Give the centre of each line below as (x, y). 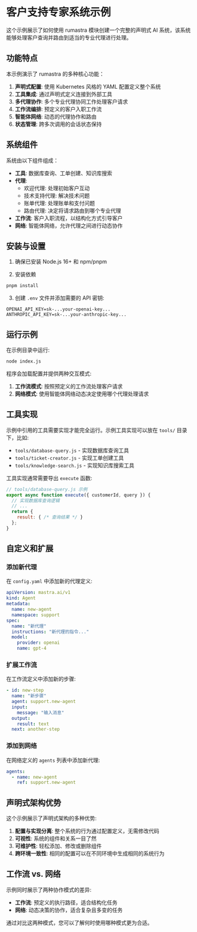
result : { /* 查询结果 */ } (50, 517)
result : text (33, 724)
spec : (13, 620)
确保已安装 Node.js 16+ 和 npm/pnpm (61, 262)
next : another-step (36, 729)
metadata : (19, 604)
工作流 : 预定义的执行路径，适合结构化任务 (66, 902)
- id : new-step (25, 690)
